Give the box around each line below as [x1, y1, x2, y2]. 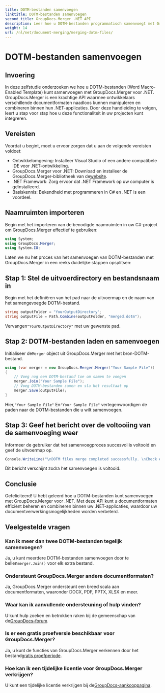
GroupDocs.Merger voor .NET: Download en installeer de [12, 168, 128, 174]
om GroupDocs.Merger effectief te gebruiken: [5, 227, 98, 233]
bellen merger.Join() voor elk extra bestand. [5, 560, 94, 566]
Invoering [5, 71, 35, 79]
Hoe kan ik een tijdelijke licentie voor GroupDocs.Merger [5, 665, 142, 672]
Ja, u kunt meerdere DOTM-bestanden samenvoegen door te [5, 555, 129, 561]
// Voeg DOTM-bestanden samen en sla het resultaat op [14, 383, 129, 388]
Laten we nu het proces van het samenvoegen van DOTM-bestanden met [5, 254, 154, 260]
